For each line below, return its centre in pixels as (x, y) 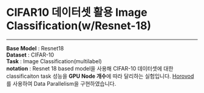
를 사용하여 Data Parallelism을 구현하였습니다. (61, 83)
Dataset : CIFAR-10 (30, 55)
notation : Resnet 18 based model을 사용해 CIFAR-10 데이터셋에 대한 (90, 68)
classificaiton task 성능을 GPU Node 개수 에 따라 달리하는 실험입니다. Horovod (100, 76)
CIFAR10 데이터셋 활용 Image (77, 12)
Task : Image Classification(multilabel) (54, 61)
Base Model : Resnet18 (35, 48)
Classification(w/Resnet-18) (79, 26)
